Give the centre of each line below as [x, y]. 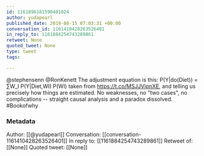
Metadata [21, 121]
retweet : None [24, 40]
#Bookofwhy [22, 105]
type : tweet [21, 52]
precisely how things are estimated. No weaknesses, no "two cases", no [97, 92]
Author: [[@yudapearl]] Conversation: [54, 134]
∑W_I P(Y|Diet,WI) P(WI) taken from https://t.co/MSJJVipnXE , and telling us [101, 86]
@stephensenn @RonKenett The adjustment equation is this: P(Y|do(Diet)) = [102, 80]
